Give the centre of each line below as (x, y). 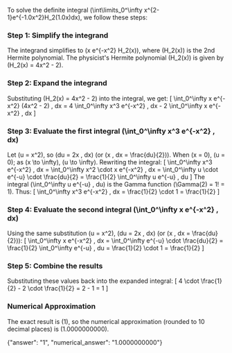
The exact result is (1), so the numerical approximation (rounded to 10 (106, 321)
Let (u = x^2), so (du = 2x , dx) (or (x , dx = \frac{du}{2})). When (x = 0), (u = (116, 155)
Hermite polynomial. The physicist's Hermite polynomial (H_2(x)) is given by (115, 58)
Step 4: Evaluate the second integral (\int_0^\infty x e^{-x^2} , (113, 209)
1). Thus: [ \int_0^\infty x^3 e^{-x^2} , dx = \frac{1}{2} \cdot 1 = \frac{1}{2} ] (114, 191)
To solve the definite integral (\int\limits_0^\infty (75, 10)
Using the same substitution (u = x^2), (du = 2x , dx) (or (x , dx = (99, 233)
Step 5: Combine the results (55, 266)
